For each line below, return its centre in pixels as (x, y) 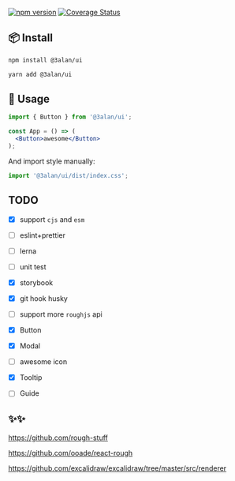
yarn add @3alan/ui (40, 74)
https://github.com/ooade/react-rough (71, 453)
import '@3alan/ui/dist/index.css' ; (68, 175)
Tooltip (31, 378)
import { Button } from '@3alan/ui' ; (70, 117)
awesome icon (43, 362)
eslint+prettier (42, 235)
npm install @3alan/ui (45, 60)
